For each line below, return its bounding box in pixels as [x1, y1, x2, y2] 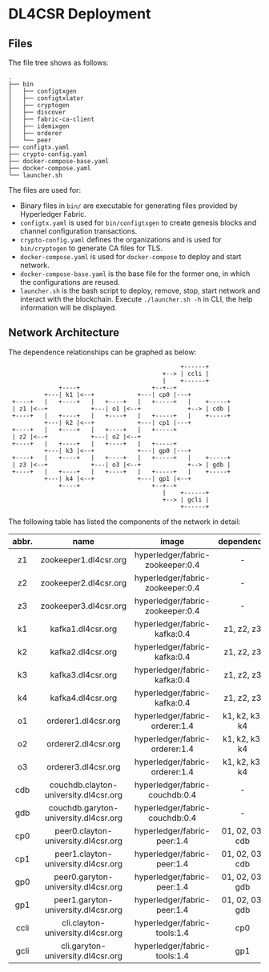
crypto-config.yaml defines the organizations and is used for [19, 235, 222, 244]
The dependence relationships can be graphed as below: [8, 347, 197, 357]
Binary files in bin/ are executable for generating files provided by [19, 201, 238, 210]
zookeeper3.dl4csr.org [40, 600, 127, 611]
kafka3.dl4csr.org [50, 669, 118, 680]
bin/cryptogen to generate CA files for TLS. [19, 243, 163, 253]
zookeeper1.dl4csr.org [40, 554, 127, 565]
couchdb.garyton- [48, 802, 118, 813]
